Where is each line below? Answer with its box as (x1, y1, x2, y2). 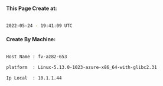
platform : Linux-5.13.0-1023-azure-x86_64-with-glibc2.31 (6, 65, 158, 71)
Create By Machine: (6, 35, 56, 42)
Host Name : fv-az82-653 (6, 54, 67, 60)
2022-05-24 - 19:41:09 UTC (6, 23, 73, 29)
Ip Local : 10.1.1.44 (6, 75, 62, 81)
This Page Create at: (6, 5, 57, 12)
